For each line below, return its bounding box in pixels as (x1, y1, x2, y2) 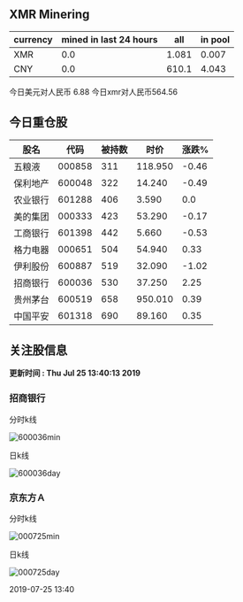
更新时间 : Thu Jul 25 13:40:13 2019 (9, 367, 141, 379)
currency (13, 33, 53, 45)
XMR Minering (9, 7, 90, 22)
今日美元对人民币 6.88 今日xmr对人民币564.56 (9, 86, 178, 96)
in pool (200, 33, 231, 45)
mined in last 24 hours (61, 33, 158, 45)
